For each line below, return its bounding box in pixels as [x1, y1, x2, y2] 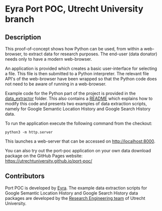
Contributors [5, 172, 45, 180]
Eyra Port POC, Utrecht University [5, 3, 144, 15]
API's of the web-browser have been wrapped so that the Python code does [5, 76, 157, 81]
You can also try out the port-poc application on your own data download [5, 148, 151, 153]
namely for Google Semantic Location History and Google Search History [5, 106, 151, 112]
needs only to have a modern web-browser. [5, 56, 92, 62]
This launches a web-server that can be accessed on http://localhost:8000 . [5, 138, 156, 144]
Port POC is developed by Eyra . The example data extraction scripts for [5, 185, 147, 191]
